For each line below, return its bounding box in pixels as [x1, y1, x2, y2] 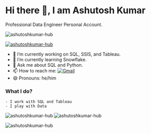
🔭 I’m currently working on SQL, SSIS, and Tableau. [12, 51, 121, 57]
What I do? [5, 88, 33, 95]
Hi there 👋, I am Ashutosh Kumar [5, 5, 146, 16]
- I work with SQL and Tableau [5, 99, 72, 104]
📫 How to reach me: [12, 67, 57, 73]
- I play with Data [5, 104, 47, 109]
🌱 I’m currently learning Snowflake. [12, 56, 87, 63]
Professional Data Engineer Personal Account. [5, 21, 102, 28]
